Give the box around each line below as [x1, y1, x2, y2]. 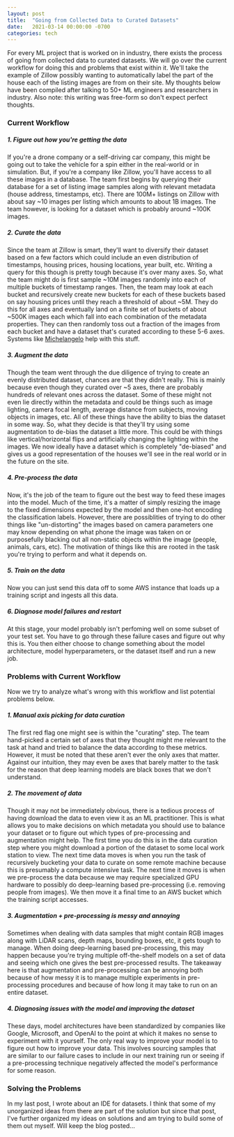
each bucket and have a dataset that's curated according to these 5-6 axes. [7, 327, 225, 336]
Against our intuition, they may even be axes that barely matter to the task [7, 758, 219, 767]
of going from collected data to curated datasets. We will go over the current [7, 57, 227, 65]
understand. [7, 773, 42, 781]
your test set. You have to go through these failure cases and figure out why [7, 632, 226, 640]
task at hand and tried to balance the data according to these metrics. [7, 744, 208, 752]
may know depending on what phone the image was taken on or [7, 528, 192, 536]
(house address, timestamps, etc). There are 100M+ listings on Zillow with [7, 190, 219, 199]
